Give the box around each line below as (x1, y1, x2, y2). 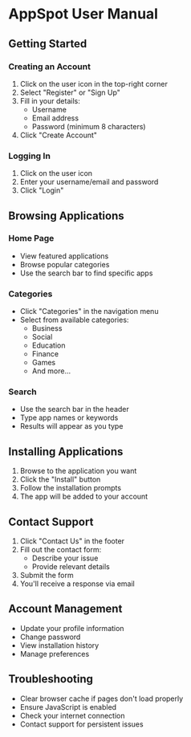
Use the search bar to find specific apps (19, 268, 153, 278)
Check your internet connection (19, 711, 125, 720)
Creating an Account (8, 61, 91, 72)
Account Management (8, 602, 123, 616)
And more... (31, 366, 71, 376)
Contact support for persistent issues (19, 719, 144, 729)
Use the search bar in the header (19, 405, 130, 414)
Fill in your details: (19, 96, 80, 105)
